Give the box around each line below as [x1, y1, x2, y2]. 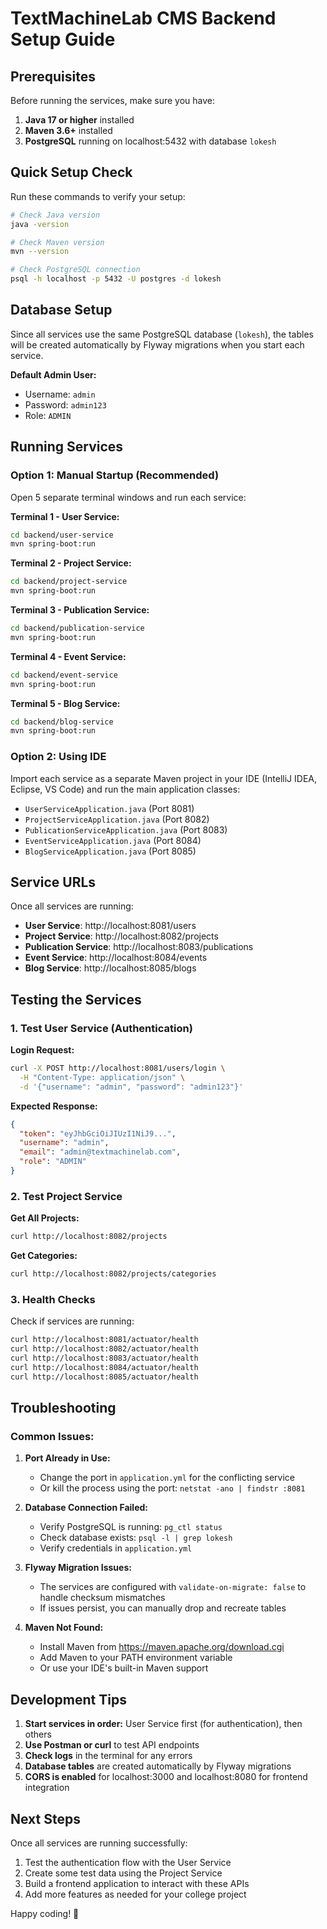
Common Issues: [10, 1430, 95, 1444]
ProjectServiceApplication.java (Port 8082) [24, 813, 210, 825]
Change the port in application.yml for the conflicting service [39, 1472, 295, 1484]
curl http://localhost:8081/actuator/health [10, 1335, 199, 1345]
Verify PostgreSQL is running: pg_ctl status [39, 1521, 223, 1533]
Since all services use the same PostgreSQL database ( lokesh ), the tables [10, 328, 314, 340]
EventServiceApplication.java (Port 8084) [24, 834, 202, 846]
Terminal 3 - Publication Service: [10, 604, 150, 616]
